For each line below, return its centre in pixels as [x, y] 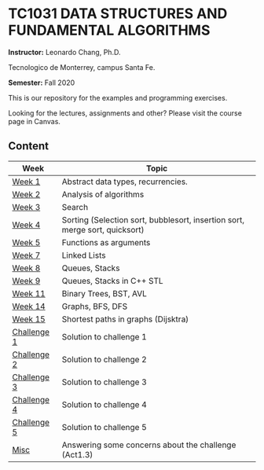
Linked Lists [84, 255]
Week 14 [29, 306]
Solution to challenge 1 [104, 336]
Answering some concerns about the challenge [149, 445]
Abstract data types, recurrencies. [125, 182]
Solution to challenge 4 [104, 404]
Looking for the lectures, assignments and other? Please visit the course [125, 113]
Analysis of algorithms [103, 194]
